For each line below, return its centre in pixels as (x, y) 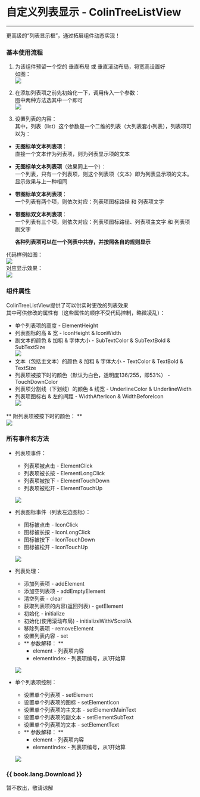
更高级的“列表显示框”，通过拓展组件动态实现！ (63, 35)
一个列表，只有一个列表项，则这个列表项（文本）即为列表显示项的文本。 (103, 174)
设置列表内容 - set (46, 636)
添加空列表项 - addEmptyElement (65, 591)
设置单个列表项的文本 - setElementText (71, 724)
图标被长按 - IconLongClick (57, 532)
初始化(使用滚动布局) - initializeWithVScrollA (78, 621)
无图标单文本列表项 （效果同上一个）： (60, 167)
